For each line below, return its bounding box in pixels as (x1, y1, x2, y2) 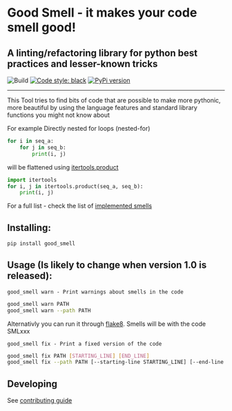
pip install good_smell (7, 240, 76, 247)
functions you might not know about (7, 111, 110, 119)
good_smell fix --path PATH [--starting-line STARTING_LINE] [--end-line (7, 358, 224, 366)
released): (7, 270, 52, 282)
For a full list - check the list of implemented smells (7, 202, 153, 210)
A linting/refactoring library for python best (7, 47, 198, 59)
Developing (7, 378, 57, 390)
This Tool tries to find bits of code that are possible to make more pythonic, (7, 96, 221, 104)
